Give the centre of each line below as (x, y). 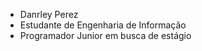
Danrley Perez (49, 14)
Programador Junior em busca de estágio (105, 35)
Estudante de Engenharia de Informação (103, 25)
